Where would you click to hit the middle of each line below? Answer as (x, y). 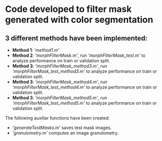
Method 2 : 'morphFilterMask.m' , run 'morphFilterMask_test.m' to (79, 55)
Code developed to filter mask (69, 9)
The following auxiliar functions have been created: (57, 118)
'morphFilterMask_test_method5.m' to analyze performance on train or (84, 103)
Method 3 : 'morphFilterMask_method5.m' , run (60, 98)
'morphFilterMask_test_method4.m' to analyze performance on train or (85, 87)
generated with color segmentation (79, 20)
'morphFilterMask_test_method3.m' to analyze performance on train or (84, 71)
